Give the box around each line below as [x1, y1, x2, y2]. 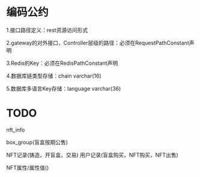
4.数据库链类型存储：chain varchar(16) [6, 72, 102, 79]
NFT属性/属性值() [6, 164, 49, 171]
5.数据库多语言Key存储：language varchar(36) [6, 85, 121, 92]
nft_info [6, 126, 25, 133]
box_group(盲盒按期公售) [6, 139, 68, 146]
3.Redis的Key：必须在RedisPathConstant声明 [6, 59, 118, 67]
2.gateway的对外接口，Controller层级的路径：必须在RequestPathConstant [6, 39, 189, 46]
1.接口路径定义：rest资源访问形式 [6, 26, 88, 34]
